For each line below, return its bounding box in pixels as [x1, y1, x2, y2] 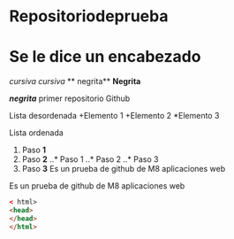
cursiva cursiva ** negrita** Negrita [9, 76, 141, 87]
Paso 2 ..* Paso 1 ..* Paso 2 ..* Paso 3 [21, 154, 159, 165]
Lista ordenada [9, 127, 64, 138]
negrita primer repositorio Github [9, 93, 131, 104]
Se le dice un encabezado [9, 47, 201, 67]
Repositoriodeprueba [9, 6, 169, 27]
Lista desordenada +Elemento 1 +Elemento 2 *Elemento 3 [9, 111, 220, 121]
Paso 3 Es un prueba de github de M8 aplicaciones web [21, 164, 226, 174]
